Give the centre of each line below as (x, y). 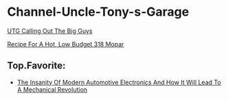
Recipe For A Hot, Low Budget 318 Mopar (66, 44)
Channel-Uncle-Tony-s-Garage (98, 12)
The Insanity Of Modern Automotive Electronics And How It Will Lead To (119, 82)
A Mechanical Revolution (52, 89)
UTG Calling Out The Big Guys (50, 31)
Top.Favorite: (36, 66)
